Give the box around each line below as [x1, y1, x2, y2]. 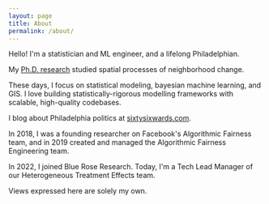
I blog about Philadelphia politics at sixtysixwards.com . [8, 113, 192, 123]
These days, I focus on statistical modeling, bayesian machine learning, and [8, 80, 262, 90]
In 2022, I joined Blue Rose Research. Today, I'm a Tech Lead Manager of [8, 162, 254, 172]
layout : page [8, 11, 53, 20]
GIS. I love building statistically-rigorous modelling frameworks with [8, 89, 233, 99]
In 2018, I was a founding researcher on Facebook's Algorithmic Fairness [8, 129, 252, 138]
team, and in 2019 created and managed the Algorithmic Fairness [8, 138, 227, 147]
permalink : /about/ [8, 27, 75, 35]
